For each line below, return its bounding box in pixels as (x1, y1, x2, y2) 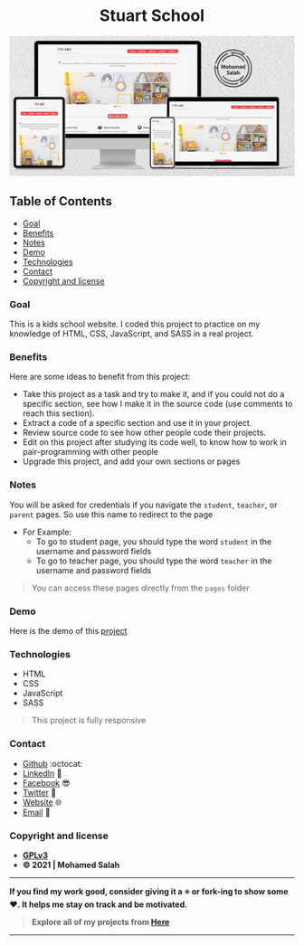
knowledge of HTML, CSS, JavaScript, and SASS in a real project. (9, 328, 254, 339)
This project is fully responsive (31, 715, 147, 726)
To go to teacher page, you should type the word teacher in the (35, 555, 272, 566)
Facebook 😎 (22, 777, 71, 788)
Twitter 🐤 (22, 787, 57, 798)
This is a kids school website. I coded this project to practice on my (9, 318, 261, 330)
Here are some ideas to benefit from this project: (9, 372, 191, 383)
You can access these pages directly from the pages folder (31, 582, 251, 593)
